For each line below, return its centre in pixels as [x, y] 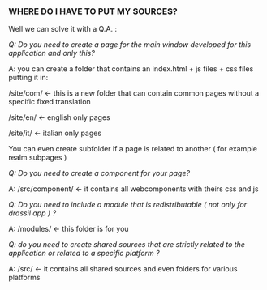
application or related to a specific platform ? [84, 254]
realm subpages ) [38, 158]
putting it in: [28, 78]
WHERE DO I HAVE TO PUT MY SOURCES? [93, 11]
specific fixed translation [50, 102]
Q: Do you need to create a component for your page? [99, 173]
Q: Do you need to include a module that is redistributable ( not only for [128, 205]
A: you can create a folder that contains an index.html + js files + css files [131, 69]
